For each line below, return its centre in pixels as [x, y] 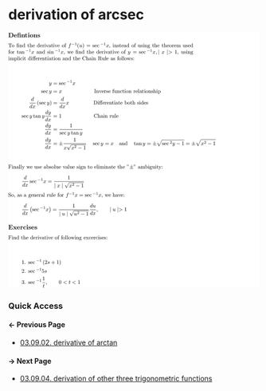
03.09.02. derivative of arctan [68, 343]
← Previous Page [37, 325]
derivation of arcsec [76, 15]
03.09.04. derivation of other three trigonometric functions [116, 379]
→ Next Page [30, 361]
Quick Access [36, 306]
